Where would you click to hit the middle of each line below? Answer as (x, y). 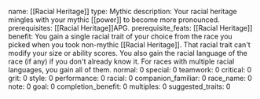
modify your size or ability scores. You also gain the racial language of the (128, 53)
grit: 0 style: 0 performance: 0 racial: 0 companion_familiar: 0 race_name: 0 (130, 78)
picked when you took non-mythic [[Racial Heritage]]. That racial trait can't (130, 45)
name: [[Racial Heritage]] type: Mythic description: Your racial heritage (123, 11)
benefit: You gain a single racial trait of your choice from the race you (121, 36)
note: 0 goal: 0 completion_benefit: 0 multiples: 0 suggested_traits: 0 (119, 86)
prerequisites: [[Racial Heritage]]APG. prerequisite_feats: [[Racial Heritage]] (130, 28)
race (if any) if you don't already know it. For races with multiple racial (121, 61)
